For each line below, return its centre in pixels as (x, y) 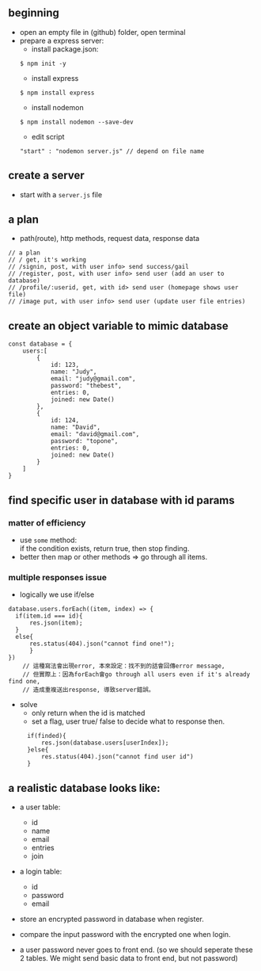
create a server (46, 176)
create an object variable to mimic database (119, 325)
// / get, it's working (47, 260)
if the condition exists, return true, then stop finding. (104, 548)
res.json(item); (56, 623)
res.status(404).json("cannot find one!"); (102, 644)
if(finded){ (47, 736)
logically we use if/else (57, 594)
